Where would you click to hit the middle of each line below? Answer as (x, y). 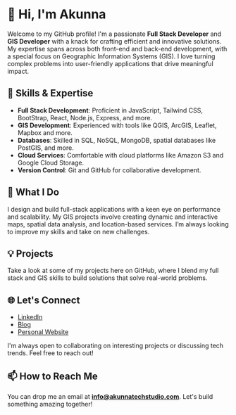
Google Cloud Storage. (51, 162)
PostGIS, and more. (45, 148)
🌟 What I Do (33, 192)
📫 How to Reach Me (52, 376)
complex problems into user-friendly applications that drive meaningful (110, 63)
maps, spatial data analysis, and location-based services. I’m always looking (118, 224)
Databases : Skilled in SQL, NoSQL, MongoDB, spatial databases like (117, 140)
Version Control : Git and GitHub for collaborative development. (109, 170)
